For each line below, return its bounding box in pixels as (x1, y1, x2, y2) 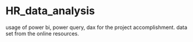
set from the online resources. (5, 30, 80, 37)
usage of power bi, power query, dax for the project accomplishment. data (5, 24, 188, 31)
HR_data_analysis (5, 4, 96, 18)
